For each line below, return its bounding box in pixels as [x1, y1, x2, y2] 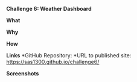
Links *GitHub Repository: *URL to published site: [6, 52, 132, 59]
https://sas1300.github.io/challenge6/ [6, 58, 100, 65]
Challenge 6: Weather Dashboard [6, 5, 92, 12]
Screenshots [6, 70, 39, 77]
